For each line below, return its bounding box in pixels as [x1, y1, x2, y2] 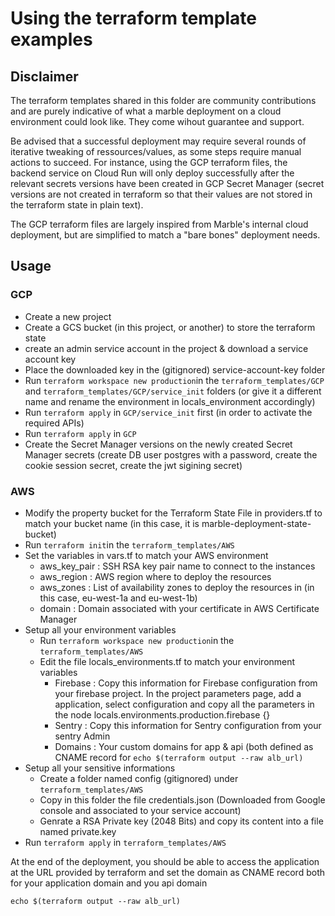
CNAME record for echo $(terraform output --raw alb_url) [54, 751, 304, 763]
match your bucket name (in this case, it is [24, 517, 200, 529]
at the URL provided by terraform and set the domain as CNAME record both [10, 866, 325, 878]
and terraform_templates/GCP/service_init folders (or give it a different [24, 385, 322, 397]
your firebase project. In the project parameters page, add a [54, 687, 302, 699]
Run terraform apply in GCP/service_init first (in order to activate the [24, 406, 313, 418]
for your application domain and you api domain [10, 877, 208, 889]
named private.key [39, 825, 117, 837]
